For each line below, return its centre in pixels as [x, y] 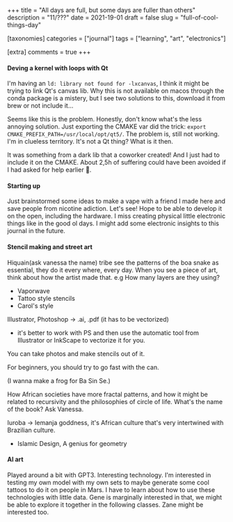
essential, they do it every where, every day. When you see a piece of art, [113, 270]
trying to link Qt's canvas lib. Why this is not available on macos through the [116, 91]
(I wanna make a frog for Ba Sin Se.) [59, 380]
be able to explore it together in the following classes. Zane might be [105, 505]
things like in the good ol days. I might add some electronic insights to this [113, 223]
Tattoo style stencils [46, 298]
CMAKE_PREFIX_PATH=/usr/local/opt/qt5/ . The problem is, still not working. [113, 134]
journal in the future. [37, 231]
